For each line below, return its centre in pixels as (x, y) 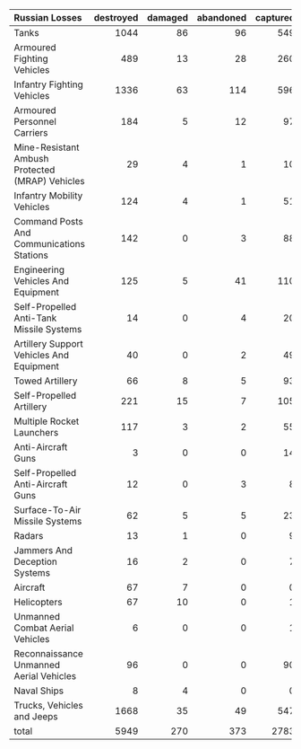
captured (275, 18)
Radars (29, 536)
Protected (34, 170)
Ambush (31, 159)
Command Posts (48, 221)
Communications (49, 244)
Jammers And (43, 550)
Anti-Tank (35, 318)
